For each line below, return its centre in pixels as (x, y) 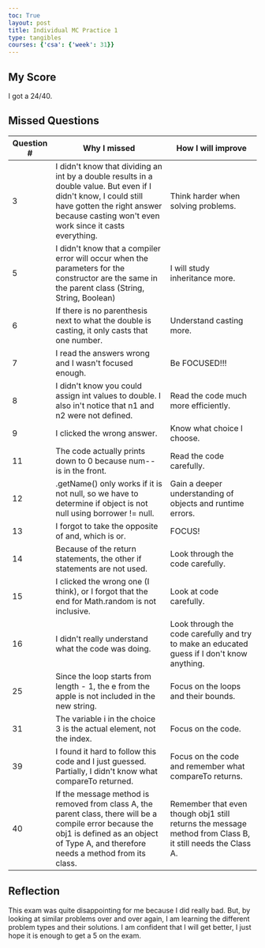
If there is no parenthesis (102, 311)
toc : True (24, 15)
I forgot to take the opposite (107, 526)
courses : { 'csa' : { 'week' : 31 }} (61, 45)
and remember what (207, 766)
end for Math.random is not (106, 601)
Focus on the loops (205, 686)
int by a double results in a (104, 176)
